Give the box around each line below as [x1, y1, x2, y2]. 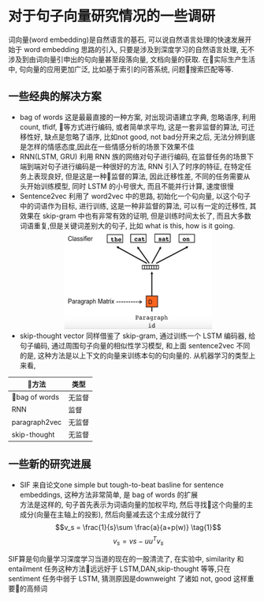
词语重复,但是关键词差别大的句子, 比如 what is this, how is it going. [19, 220, 235, 230]
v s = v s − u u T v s [113, 535, 164, 547]
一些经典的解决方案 [8, 90, 102, 103]
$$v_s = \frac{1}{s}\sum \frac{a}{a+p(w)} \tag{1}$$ [54, 522, 222, 532]
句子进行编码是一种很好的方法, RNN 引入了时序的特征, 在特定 [46, 161, 245, 171]
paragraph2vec [11, 417, 62, 426]
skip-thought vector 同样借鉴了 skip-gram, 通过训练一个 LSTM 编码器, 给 [19, 331, 256, 340]
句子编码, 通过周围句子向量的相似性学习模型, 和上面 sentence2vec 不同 [19, 340, 251, 350]
